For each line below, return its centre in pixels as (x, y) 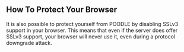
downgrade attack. (29, 43)
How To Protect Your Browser (62, 10)
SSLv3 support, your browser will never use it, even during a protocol (91, 36)
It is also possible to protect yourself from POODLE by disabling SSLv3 (92, 24)
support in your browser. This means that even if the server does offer (92, 30)
